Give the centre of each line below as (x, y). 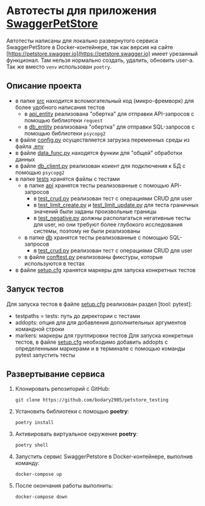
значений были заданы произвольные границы (95, 211)
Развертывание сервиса (56, 374)
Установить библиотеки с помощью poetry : (72, 412)
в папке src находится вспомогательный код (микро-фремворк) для (104, 100)
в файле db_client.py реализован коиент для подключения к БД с (100, 165)
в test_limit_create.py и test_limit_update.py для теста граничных (116, 205)
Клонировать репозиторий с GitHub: (63, 389)
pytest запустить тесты (45, 355)
